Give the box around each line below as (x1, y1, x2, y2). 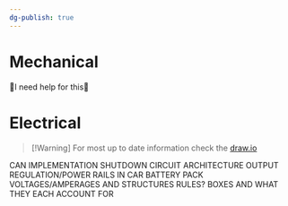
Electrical (9, 113, 82, 133)
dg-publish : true (9, 13, 74, 22)
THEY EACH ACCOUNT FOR (9, 188, 114, 199)
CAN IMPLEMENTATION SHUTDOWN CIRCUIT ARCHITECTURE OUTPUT (9, 159, 280, 170)
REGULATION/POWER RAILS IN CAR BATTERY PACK (9, 169, 204, 180)
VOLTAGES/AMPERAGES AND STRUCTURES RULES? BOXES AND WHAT (9, 178, 279, 189)
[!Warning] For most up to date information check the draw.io (31, 142, 257, 153)
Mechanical (9, 51, 99, 72)
